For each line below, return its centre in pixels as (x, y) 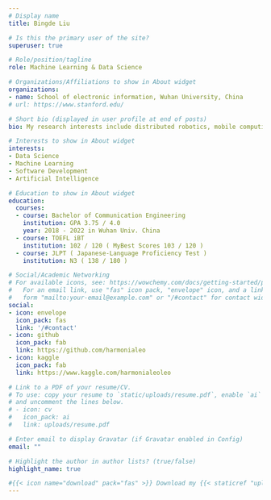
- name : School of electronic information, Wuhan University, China (126, 97)
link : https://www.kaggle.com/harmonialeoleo (94, 373)
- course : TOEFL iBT (50, 238)
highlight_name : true (45, 469)
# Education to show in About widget (72, 193)
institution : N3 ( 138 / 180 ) (75, 260)
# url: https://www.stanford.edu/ (67, 104)
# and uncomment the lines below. (67, 402)
